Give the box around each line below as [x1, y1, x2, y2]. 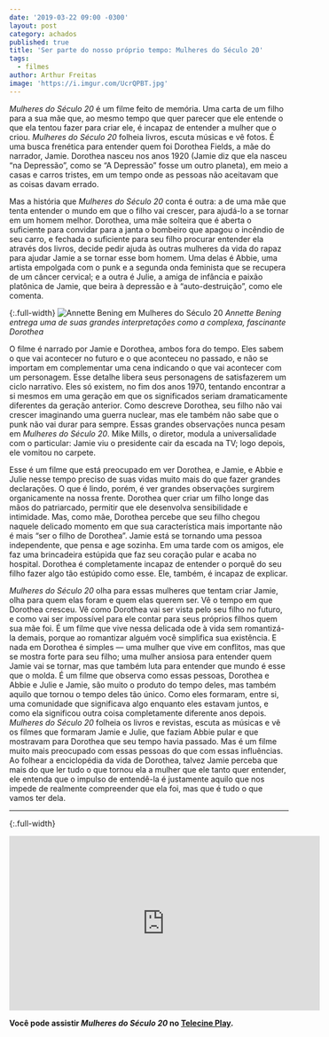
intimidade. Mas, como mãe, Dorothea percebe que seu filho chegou [9, 511, 261, 522]
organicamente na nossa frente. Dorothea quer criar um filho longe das [9, 492, 269, 503]
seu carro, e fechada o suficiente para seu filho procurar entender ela [9, 233, 264, 244]
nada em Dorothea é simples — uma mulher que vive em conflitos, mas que [9, 641, 286, 652]
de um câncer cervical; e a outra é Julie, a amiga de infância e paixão [9, 271, 263, 282]
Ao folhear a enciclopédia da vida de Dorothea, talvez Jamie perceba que [9, 755, 278, 766]
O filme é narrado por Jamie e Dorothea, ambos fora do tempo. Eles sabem [9, 343, 284, 354]
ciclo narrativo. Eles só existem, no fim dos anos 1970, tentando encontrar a [9, 381, 286, 391]
